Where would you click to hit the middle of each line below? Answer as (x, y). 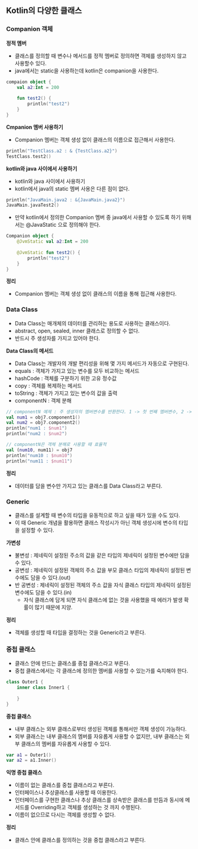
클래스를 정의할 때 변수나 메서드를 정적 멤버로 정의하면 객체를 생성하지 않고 (101, 56)
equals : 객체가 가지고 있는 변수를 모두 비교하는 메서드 (77, 370)
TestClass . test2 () (29, 156)
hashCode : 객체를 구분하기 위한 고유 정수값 (66, 378)
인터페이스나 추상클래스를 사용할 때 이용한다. (66, 793)
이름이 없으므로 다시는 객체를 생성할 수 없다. (65, 815)
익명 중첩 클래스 (24, 772)
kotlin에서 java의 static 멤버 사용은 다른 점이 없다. (72, 188)
